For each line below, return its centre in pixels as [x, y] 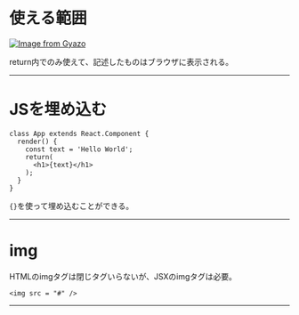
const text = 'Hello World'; [79, 149]
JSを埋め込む [58, 110]
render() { [37, 141]
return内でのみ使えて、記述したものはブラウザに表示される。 [121, 61]
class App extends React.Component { [79, 133]
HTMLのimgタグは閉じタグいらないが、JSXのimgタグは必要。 [123, 276]
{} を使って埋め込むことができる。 [72, 206]
